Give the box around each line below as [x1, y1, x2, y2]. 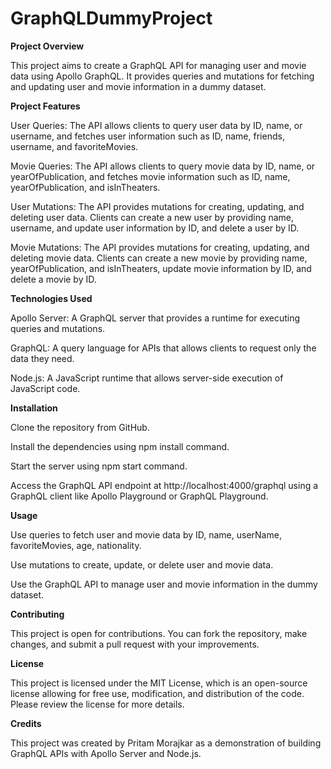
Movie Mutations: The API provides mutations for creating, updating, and [10, 241, 310, 253]
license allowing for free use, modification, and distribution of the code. [10, 687, 305, 699]
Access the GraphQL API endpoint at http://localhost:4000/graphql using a [10, 479, 319, 491]
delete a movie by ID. [10, 273, 97, 285]
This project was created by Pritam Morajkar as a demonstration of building [10, 737, 322, 749]
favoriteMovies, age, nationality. [10, 539, 142, 551]
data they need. [10, 352, 75, 364]
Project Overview [10, 40, 85, 52]
